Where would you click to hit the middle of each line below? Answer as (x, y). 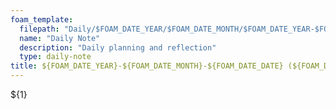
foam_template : (42, 19)
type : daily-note (55, 57)
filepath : (39, 29)
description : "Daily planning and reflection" (118, 47)
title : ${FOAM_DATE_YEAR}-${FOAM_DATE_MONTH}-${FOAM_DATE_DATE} (147, 66)
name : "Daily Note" (60, 38)
